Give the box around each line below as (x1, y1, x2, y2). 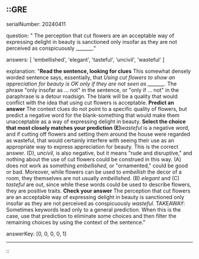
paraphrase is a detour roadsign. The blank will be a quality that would (6, 92, 178, 100)
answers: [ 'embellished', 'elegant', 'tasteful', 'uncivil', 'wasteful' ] (6, 56, 165, 63)
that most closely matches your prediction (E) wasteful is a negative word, (6, 124, 190, 131)
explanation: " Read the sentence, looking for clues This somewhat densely (6, 68, 191, 75)
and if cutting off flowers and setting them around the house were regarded (6, 130, 191, 138)
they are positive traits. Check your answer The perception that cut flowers (6, 187, 191, 194)
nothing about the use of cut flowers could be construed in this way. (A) (6, 155, 182, 162)
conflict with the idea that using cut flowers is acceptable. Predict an (6, 99, 175, 106)
